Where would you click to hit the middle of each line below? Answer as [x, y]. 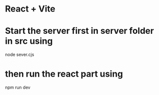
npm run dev [18, 87]
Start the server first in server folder [79, 31]
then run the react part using [64, 74]
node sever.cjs [20, 54]
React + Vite [30, 9]
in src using [29, 41]
